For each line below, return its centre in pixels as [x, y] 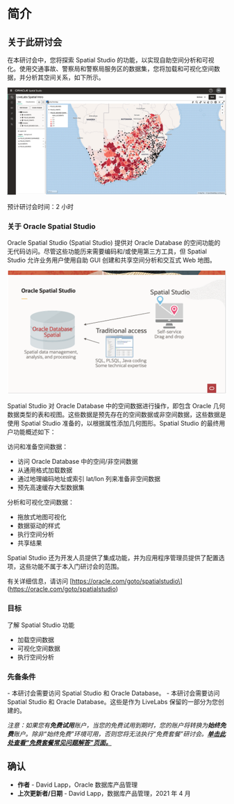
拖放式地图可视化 [42, 517]
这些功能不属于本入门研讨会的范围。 [71, 567]
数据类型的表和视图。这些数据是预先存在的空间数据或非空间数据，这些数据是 [117, 414]
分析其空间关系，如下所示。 [65, 77]
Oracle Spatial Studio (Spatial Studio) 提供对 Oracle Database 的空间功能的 [114, 243]
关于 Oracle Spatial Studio [51, 226]
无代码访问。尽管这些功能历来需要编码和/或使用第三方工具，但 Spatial [107, 251]
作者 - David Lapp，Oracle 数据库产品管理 [77, 785]
